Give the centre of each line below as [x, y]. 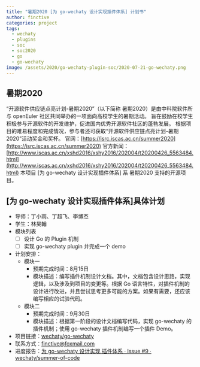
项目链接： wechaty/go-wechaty [54, 336]
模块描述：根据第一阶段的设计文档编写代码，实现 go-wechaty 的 [112, 321]
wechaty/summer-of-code [47, 358]
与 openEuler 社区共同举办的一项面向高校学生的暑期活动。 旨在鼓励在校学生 [100, 116]
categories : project [32, 23]
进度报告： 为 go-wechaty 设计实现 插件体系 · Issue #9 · [83, 351]
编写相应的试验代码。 [59, 299]
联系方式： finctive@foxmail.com [54, 344]
